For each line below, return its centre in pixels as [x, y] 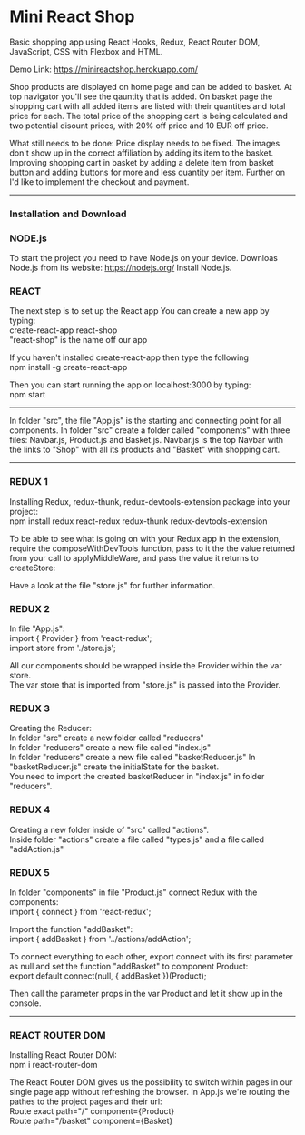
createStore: [33, 567]
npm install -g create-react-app [69, 367]
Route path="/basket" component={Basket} [91, 1121]
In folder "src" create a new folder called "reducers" [107, 738]
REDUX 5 [30, 872]
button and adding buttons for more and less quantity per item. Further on [148, 172]
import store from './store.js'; [63, 648]
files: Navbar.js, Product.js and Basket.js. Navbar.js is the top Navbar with [147, 440]
